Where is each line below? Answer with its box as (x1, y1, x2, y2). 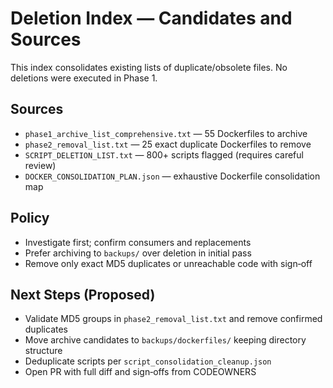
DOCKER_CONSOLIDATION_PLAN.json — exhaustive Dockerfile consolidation (24, 170, 321, 182)
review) (24, 159, 57, 171)
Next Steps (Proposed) (10, 286, 156, 303)
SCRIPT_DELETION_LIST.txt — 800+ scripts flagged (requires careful (24, 148, 304, 161)
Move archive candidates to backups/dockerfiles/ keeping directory (24, 334, 307, 346)
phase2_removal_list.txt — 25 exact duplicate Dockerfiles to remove (24, 138, 312, 150)
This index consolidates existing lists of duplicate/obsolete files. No (10, 61, 288, 73)
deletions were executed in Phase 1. (10, 72, 158, 84)
